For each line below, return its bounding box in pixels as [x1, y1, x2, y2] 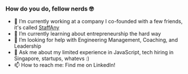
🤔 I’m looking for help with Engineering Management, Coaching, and [13, 37, 178, 44]
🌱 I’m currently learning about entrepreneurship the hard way [13, 30, 161, 37]
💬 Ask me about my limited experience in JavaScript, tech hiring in [13, 49, 174, 56]
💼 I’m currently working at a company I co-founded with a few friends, [13, 18, 183, 25]
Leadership [13, 43, 41, 50]
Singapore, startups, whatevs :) [13, 55, 90, 62]
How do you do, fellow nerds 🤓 [5, 5, 94, 13]
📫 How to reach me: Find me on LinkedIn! [13, 62, 116, 69]
